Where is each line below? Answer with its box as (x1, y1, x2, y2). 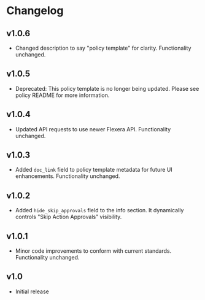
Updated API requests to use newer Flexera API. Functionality (15, 125, 171, 133)
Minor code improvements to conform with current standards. (15, 247, 172, 255)
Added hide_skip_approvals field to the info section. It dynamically (15, 207, 184, 214)
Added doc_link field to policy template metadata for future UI (15, 166, 173, 174)
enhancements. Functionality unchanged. (15, 172, 120, 180)
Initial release (15, 288, 49, 295)
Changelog (6, 4, 64, 18)
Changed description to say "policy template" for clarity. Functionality (15, 44, 191, 52)
